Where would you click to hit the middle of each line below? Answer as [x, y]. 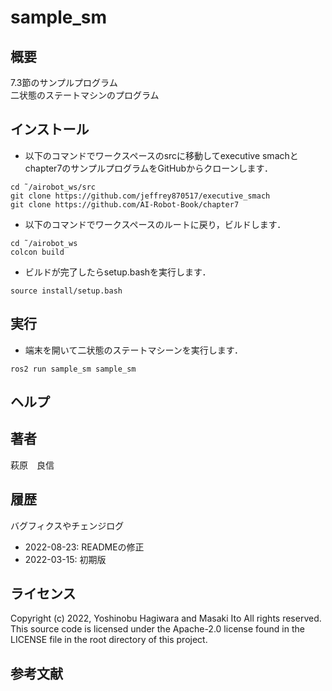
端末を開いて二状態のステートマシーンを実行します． [134, 350]
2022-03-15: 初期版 [65, 559]
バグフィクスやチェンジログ [67, 525]
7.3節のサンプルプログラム [64, 82]
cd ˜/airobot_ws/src [53, 187]
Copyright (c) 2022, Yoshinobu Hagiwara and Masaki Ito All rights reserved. [166, 618]
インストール [50, 129]
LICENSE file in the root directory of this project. [109, 640]
